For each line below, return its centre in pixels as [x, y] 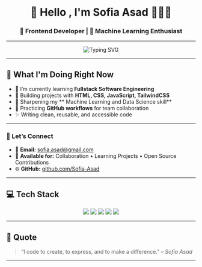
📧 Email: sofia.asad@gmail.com [54, 149]
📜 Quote [22, 237]
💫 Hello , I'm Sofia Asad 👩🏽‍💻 [101, 12]
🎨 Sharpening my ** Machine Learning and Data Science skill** [93, 102]
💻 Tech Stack [33, 194]
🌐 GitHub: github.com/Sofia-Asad [57, 169]
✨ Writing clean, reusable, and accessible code [73, 115]
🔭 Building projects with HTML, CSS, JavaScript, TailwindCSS [92, 95]
